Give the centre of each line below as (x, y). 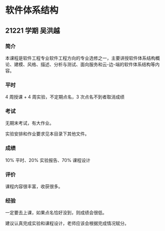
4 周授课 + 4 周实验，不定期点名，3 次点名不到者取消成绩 (65, 97)
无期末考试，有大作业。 (30, 123)
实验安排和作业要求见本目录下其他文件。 (47, 134)
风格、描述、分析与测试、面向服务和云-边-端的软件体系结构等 (91, 64)
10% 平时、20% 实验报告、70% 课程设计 (48, 160)
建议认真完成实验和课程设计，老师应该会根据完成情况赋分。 (67, 223)
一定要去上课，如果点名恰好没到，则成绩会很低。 (56, 213)
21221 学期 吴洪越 (33, 31)
